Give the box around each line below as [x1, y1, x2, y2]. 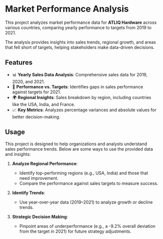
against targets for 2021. [12, 89, 61, 95]
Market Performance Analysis [5, 3, 129, 15]
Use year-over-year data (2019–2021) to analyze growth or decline [19, 199, 153, 205]
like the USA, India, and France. [12, 101, 75, 107]
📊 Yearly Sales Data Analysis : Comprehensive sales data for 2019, [12, 71, 147, 77]
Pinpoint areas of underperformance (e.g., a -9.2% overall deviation [19, 223, 156, 229]
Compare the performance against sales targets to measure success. [19, 180, 159, 186]
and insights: [5, 151, 31, 157]
